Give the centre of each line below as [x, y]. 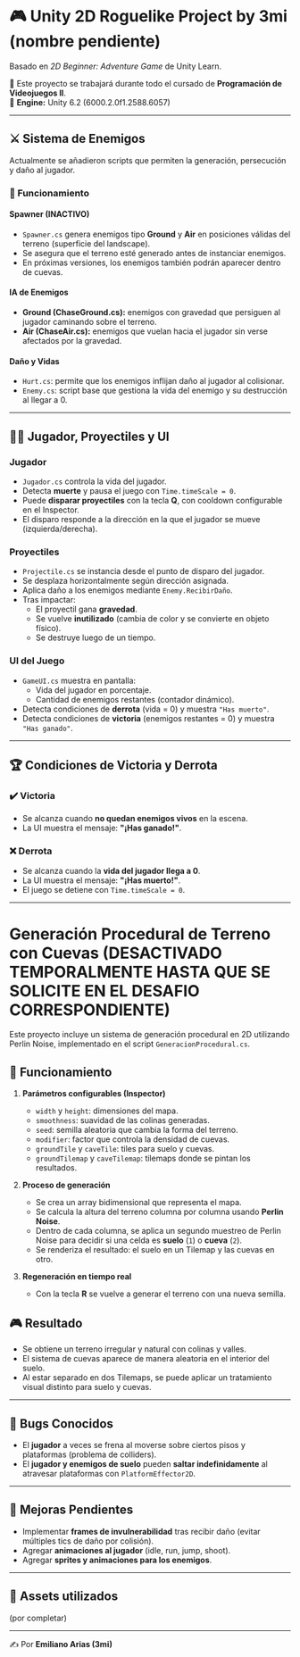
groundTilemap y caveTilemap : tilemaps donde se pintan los [143, 1158]
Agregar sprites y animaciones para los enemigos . [117, 1560]
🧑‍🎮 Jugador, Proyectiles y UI [89, 436]
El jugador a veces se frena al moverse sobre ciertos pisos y [133, 1445]
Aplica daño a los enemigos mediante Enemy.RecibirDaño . [128, 590]
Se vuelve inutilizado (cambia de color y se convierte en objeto [152, 619]
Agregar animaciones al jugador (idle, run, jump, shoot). [126, 1550]
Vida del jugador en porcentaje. [93, 690]
